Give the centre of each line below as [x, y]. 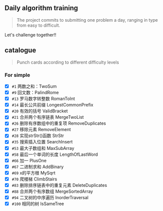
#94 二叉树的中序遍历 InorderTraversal [50, 198]
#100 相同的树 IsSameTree [38, 204]
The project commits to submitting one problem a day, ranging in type [87, 20]
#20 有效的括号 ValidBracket [40, 111]
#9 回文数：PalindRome [35, 92]
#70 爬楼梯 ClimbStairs [34, 179]
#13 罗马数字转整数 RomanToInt [43, 99]
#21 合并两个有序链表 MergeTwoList [48, 117]
